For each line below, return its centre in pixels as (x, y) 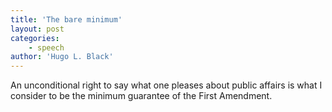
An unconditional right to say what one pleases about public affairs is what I (166, 85)
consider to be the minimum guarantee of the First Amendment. (141, 96)
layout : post (37, 29)
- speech (46, 47)
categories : (35, 38)
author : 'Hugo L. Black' (62, 57)
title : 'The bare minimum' (66, 19)
